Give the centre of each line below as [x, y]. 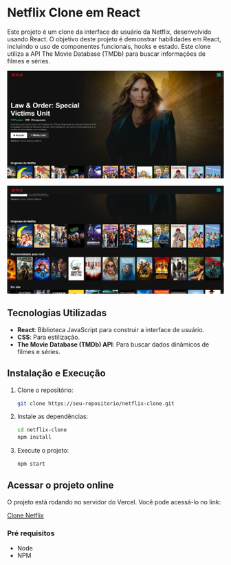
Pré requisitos [31, 533]
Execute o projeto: [43, 451]
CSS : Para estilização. [48, 337]
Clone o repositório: [45, 390]
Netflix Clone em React [74, 13]
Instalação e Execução [56, 373]
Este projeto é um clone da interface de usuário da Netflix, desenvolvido [109, 32]
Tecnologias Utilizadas [57, 313]
